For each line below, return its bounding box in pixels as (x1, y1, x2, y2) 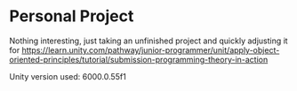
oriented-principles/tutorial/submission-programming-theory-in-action (9, 54, 269, 64)
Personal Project (9, 6, 134, 27)
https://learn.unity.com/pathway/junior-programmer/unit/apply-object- (21, 44, 280, 55)
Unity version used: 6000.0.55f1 (9, 71, 126, 81)
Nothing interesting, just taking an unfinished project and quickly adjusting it (9, 35, 288, 46)
